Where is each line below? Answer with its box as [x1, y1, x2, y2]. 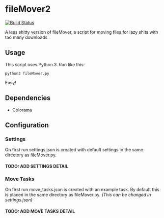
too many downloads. [5, 34, 49, 40]
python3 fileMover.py [5, 71, 50, 76]
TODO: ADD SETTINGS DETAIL [5, 163, 69, 169]
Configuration [5, 121, 49, 129]
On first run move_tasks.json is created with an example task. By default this [5, 187, 160, 193]
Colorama [12, 107, 32, 113]
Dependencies [5, 94, 51, 102]
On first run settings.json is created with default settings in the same [5, 147, 143, 153]
